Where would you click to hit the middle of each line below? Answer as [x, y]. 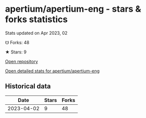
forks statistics [36, 19]
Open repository [22, 61]
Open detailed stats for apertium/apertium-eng [52, 71]
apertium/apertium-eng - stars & [73, 9]
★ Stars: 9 [16, 52]
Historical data [28, 86]
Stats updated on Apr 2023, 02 [36, 33]
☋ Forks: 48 [17, 42]
